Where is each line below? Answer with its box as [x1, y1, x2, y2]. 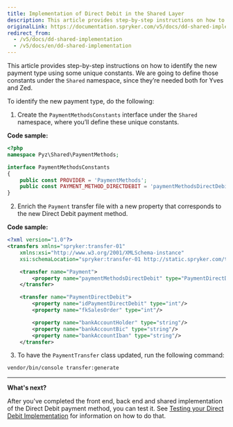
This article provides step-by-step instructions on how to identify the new [7, 62, 217, 69]
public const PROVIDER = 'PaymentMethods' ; [19, 176, 148, 184]
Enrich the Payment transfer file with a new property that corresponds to [17, 202, 222, 210]
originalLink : [7, 23, 49, 30]
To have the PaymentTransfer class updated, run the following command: [17, 351, 225, 360]
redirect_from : [7, 29, 51, 37]
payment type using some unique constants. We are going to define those [7, 69, 218, 77]
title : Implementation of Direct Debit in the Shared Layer [7, 10, 185, 17]
